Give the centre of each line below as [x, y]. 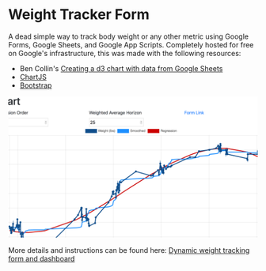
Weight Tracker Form [79, 15]
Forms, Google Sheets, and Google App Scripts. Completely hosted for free [131, 44]
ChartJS [33, 77]
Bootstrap [36, 85]
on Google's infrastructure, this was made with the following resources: [125, 53]
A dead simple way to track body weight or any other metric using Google [129, 36]
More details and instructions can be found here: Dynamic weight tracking [129, 250]
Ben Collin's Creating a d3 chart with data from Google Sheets [121, 68]
